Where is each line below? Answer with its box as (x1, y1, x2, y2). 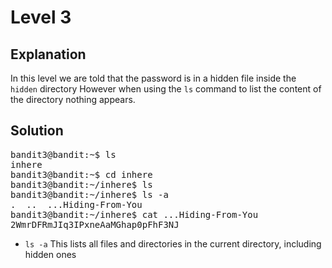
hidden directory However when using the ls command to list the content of (10, 83, 322, 95)
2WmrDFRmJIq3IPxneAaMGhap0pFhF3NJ (10, 219, 180, 230)
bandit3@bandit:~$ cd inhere (10, 169, 153, 180)
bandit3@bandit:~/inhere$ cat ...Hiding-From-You (10, 209, 259, 220)
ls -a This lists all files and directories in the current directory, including (24, 237, 322, 250)
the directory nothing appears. (10, 94, 136, 105)
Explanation (10, 46, 87, 63)
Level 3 (10, 6, 72, 29)
